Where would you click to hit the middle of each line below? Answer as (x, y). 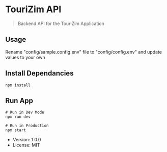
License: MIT (26, 145)
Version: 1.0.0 (27, 140)
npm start (16, 130)
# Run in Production (27, 126)
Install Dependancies (39, 73)
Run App (19, 100)
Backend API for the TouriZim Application (61, 23)
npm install (18, 85)
